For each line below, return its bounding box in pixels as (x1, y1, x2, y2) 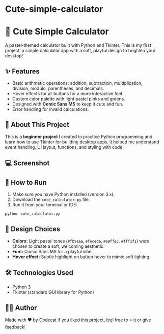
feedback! (5, 324, 26, 330)
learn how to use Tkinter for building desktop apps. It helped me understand (5, 139, 160, 145)
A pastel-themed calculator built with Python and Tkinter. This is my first (5, 42, 151, 48)
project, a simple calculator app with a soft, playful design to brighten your (5, 48, 156, 54)
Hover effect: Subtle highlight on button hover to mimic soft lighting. (12, 254, 151, 260)
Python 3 (12, 284, 31, 290)
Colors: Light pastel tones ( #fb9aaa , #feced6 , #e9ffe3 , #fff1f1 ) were (12, 238, 150, 244)
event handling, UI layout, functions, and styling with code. (5, 144, 124, 150)
